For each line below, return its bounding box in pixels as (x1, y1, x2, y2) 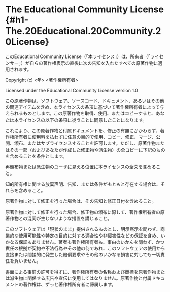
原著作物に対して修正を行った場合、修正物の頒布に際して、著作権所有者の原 (5, 209, 165, 215)
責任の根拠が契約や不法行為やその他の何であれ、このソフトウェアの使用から (5, 245, 165, 251)
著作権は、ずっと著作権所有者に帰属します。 (22, 281, 116, 287)
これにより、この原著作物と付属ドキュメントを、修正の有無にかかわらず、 (5, 127, 160, 133)
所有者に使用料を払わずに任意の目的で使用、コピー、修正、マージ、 (14, 134, 156, 140)
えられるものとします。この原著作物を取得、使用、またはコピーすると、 (5, 110, 156, 116)
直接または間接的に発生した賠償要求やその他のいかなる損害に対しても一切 (5, 251, 161, 257)
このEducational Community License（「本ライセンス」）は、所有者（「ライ (5, 53, 159, 60)
